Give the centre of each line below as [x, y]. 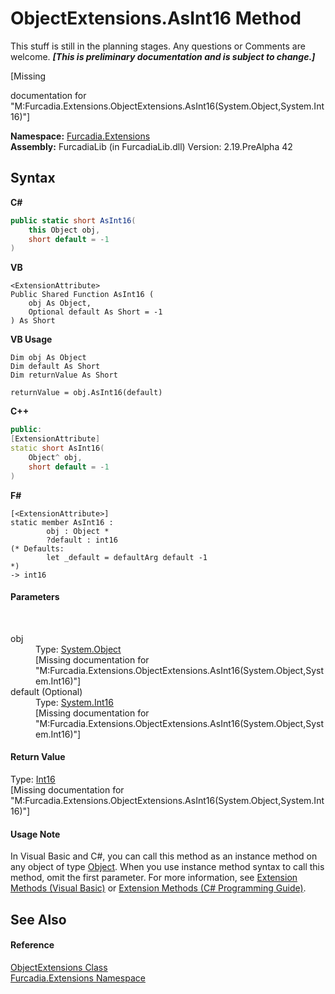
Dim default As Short [55, 367]
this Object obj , [64, 230]
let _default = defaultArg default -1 [127, 557]
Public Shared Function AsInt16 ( [82, 295]
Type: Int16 [33, 779]
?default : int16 [82, 540]
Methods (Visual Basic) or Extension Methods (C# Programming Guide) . [158, 888]
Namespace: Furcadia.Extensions [80, 136]
